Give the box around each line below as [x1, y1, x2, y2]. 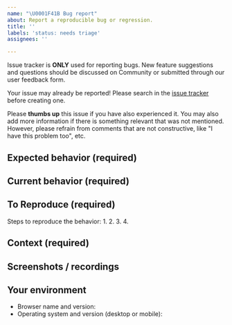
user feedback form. [7, 75, 66, 84]
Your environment [7, 284, 87, 296]
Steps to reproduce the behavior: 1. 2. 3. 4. [7, 217, 130, 225]
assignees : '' [7, 36, 48, 43]
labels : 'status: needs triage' [7, 29, 100, 37]
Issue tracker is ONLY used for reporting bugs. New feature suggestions [7, 61, 213, 69]
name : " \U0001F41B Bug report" [7, 10, 98, 17]
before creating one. [7, 96, 66, 104]
